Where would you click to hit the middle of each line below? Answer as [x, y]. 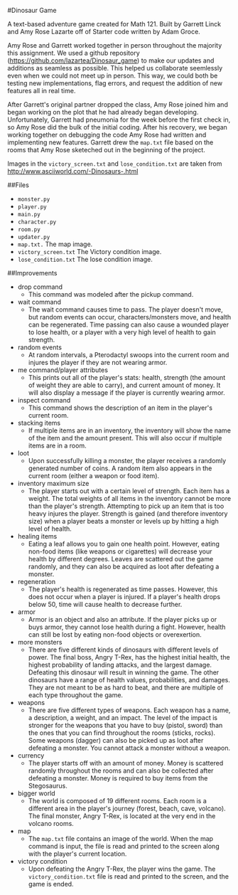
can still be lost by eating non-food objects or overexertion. [115, 635]
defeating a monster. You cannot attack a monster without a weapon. [129, 748]
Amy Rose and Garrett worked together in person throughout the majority [115, 45]
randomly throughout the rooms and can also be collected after [121, 770]
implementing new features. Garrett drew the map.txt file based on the [110, 142]
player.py [32, 207]
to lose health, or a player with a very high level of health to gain [122, 332]
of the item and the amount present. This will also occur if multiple [125, 438]
